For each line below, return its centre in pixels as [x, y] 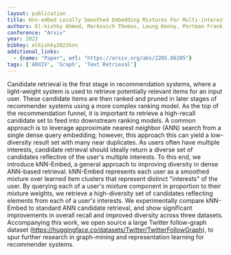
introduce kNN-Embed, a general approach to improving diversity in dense [113, 164]
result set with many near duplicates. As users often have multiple [126, 142]
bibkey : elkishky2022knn [43, 45]
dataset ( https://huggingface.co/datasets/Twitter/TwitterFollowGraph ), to [111, 230]
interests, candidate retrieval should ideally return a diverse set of [100, 149]
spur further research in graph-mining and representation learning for [106, 236]
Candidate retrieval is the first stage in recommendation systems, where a [112, 84]
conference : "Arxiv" [37, 33]
